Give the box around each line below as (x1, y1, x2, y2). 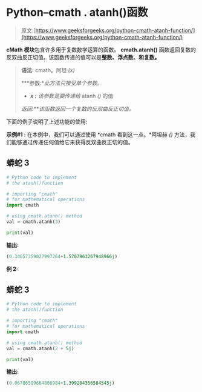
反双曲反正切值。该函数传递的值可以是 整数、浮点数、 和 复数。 (6, 53, 160, 61)
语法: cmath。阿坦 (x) (21, 66, 76, 73)
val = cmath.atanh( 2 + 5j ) (6, 345, 74, 351)
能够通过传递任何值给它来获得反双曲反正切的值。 (11, 138, 134, 145)
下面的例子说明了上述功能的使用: (6, 118, 88, 125)
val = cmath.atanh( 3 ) (6, 219, 61, 225)
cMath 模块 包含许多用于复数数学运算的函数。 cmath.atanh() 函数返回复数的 (6, 46, 197, 53)
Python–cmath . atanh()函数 (6, 5, 148, 19)
